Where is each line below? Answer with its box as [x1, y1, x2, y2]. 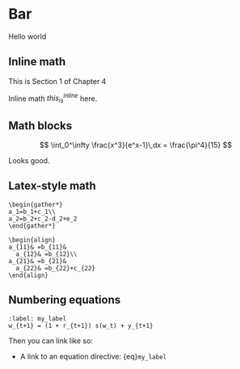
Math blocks [8, 119, 73, 132]
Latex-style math [8, 179, 97, 193]
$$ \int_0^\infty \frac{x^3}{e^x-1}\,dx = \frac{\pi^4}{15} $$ [39, 140, 233, 150]
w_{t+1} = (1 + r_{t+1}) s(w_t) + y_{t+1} [8, 321, 154, 329]
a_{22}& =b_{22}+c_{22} [15, 264, 95, 272]
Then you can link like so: [8, 336, 93, 346]
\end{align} [8, 271, 48, 279]
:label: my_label [8, 314, 67, 323]
